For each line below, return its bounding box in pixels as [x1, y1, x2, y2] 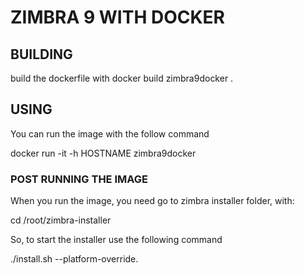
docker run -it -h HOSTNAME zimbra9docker [10, 147, 197, 159]
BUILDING [10, 46, 73, 63]
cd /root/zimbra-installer [10, 214, 112, 226]
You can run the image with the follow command [10, 127, 210, 140]
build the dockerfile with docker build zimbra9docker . [10, 72, 234, 84]
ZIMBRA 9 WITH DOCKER [10, 6, 225, 29]
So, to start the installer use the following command [10, 234, 223, 246]
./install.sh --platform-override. [10, 253, 139, 265]
